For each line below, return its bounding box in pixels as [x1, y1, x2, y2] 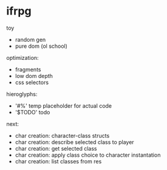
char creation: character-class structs [15, 132, 110, 139]
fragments [15, 65, 41, 73]
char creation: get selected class [15, 145, 97, 152]
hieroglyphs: [6, 90, 38, 97]
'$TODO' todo [15, 108, 50, 116]
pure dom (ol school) [15, 42, 68, 50]
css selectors [15, 79, 49, 86]
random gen [15, 36, 46, 43]
